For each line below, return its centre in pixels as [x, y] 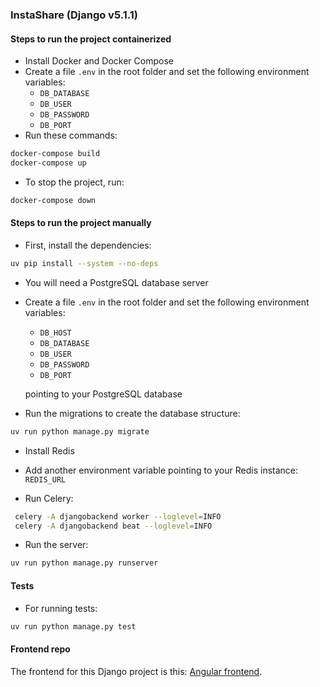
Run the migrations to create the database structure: [132, 413]
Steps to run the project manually [81, 223]
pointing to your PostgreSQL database [103, 394]
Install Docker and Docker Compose [99, 61]
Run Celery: [49, 498]
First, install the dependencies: [88, 245]
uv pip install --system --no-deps [84, 263]
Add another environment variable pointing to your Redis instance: [161, 470]
